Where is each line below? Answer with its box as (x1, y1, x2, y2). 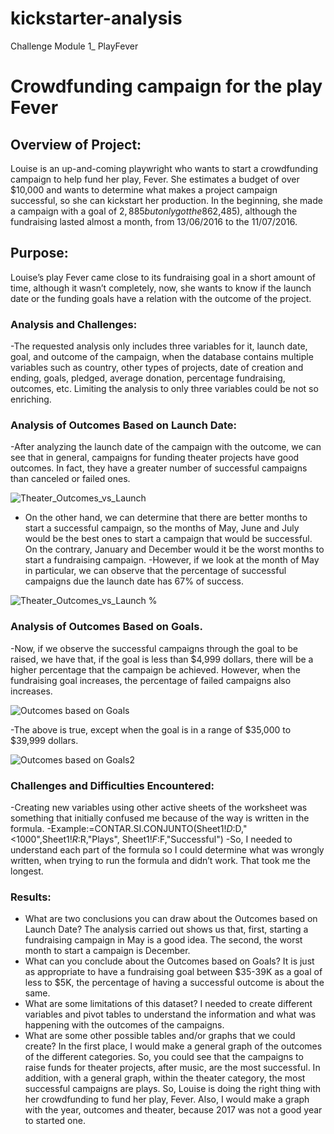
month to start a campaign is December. (24, 945, 191, 957)
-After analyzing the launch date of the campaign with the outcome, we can (10, 441, 322, 453)
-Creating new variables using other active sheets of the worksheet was (10, 801, 308, 813)
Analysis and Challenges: (10, 317, 138, 331)
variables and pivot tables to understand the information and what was (24, 1008, 317, 1021)
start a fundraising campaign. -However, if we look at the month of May (24, 554, 320, 566)
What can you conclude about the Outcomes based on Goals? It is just (24, 955, 315, 967)
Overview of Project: (10, 136, 142, 153)
